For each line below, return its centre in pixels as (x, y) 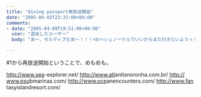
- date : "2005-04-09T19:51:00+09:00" (54, 28)
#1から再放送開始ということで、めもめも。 (59, 63)
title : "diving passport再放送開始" (50, 12)
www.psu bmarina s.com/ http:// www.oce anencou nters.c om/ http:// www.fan (100, 81)
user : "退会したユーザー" (40, 34)
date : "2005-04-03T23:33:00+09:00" (51, 17)
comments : (19, 23)
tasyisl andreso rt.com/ (33, 87)
